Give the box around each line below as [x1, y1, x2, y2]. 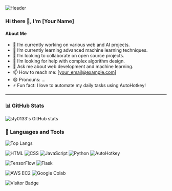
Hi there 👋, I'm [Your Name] [5, 17, 74, 25]
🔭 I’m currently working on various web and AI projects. [12, 41, 130, 48]
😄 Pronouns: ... [12, 77, 46, 83]
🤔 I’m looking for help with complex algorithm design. [12, 58, 125, 64]
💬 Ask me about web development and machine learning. [12, 63, 134, 70]
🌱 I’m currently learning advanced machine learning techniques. [12, 47, 148, 53]
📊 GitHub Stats [5, 102, 45, 110]
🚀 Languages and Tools [5, 129, 64, 136]
